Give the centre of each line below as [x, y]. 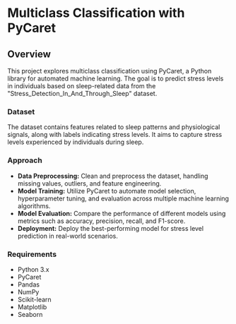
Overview [29, 54]
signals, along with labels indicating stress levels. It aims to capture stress [115, 135]
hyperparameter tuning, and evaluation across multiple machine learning [123, 198]
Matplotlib [32, 307]
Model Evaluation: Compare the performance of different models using [122, 213]
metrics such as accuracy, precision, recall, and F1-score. [101, 221]
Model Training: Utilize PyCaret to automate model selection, [107, 191]
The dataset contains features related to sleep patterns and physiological [114, 127]
